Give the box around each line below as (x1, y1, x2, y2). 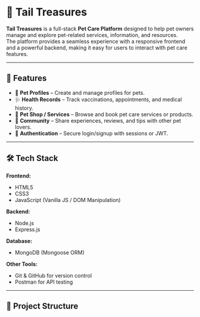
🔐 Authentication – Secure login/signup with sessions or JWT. (14, 129, 168, 136)
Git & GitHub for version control (14, 272, 92, 279)
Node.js (14, 219, 35, 226)
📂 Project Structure (6, 301, 79, 311)
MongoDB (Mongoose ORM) (14, 248, 85, 256)
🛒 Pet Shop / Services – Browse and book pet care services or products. (14, 110, 193, 118)
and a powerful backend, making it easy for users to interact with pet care (6, 44, 187, 51)
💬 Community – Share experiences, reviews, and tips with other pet (14, 117, 182, 124)
